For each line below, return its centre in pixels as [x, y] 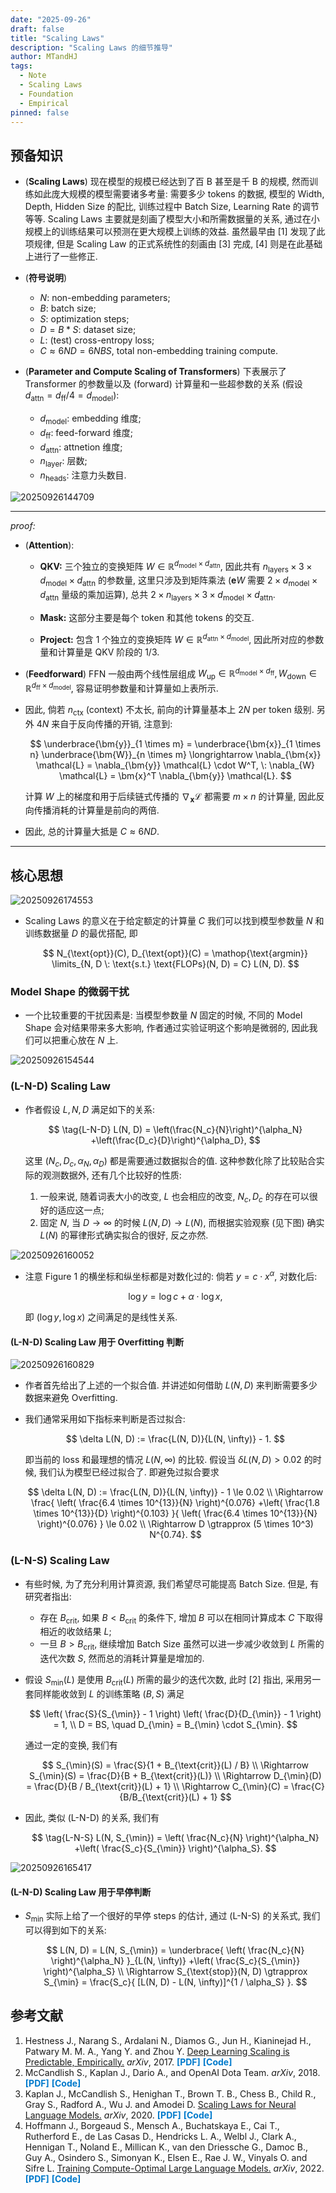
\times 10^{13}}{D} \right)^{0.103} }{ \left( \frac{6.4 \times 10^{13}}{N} [175, 1513]
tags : [21, 66]
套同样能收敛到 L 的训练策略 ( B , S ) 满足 [104, 1693]
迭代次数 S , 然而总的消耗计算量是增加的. [122, 1658]
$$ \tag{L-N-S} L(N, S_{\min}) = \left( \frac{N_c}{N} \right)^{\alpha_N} [175, 1837]
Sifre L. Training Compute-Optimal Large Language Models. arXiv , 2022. [174, 2168]
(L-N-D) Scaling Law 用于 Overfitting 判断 [97, 1342]
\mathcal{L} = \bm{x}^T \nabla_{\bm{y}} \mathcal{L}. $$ [175, 775]
